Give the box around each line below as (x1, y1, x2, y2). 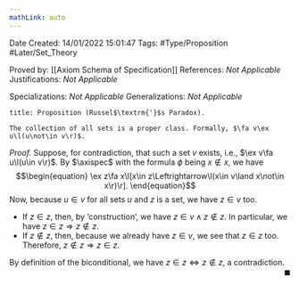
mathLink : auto (9, 12, 66, 22)
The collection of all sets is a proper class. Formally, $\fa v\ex (9, 124, 270, 133)
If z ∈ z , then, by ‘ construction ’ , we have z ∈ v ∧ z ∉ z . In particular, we (21, 211, 288, 222)
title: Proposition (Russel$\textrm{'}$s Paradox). (9, 108, 205, 117)
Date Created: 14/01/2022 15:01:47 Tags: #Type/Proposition (9, 37, 228, 48)
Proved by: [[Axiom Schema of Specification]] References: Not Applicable (9, 64, 281, 75)
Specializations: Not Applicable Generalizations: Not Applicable (9, 91, 243, 102)
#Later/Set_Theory (9, 46, 78, 58)
